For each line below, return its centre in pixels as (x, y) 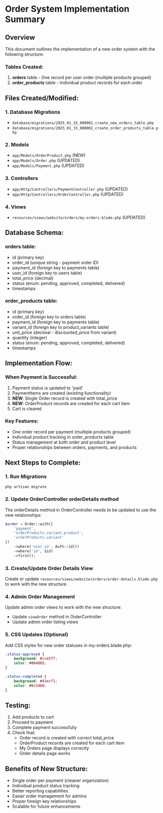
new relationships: (23, 515)
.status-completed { (26, 677)
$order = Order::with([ (29, 524)
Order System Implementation (67, 9)
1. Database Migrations (33, 112)
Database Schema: (35, 233)
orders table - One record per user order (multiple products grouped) (82, 78)
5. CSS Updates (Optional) (36, 634)
